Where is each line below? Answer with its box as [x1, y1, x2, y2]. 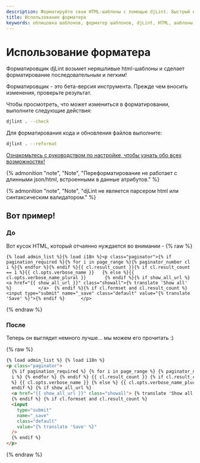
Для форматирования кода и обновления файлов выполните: [6, 129, 162, 137]
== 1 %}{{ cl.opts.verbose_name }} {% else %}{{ [6, 269, 135, 276]
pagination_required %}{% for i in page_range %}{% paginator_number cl [6, 259, 190, 265]
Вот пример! [6, 211, 55, 221]
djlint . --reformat [6, 141, 58, 147]
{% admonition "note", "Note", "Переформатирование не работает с [6, 170, 177, 177]
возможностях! [6, 158, 46, 165]
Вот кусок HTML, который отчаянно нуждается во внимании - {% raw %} [6, 242, 193, 249]
